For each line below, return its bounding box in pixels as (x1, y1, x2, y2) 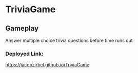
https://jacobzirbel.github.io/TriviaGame (5, 62, 90, 68)
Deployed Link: (5, 50, 44, 57)
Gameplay (5, 24, 39, 33)
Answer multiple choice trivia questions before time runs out (5, 37, 133, 43)
